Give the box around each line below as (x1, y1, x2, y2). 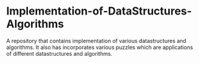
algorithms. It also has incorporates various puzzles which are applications (6, 44, 193, 51)
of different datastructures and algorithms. (6, 50, 113, 57)
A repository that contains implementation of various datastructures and (6, 37, 187, 44)
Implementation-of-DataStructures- (6, 4, 192, 18)
